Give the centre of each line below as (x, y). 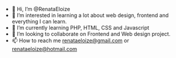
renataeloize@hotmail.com (44, 49)
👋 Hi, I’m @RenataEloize (41, 9)
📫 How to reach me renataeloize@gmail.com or (70, 40)
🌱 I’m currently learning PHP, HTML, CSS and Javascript (80, 28)
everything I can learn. (39, 21)
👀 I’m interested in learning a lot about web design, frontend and (90, 15)
